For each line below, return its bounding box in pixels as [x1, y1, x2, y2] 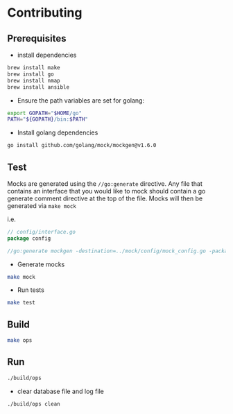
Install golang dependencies [17, 128, 98, 137]
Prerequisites [7, 33, 67, 44]
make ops [7, 337, 33, 344]
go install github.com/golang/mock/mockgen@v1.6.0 [7, 142, 157, 149]
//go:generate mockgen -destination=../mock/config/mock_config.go [7, 248, 207, 255]
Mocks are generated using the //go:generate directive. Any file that [7, 179, 203, 188]
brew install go [7, 71, 54, 78]
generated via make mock [7, 201, 76, 209]
